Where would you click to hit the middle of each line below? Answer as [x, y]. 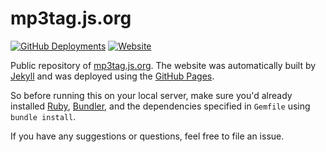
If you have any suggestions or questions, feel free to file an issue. [147, 136]
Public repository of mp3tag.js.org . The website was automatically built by [163, 65]
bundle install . [43, 116]
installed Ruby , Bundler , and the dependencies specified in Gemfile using [160, 106]
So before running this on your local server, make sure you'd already [151, 95]
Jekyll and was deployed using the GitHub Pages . [112, 76]
